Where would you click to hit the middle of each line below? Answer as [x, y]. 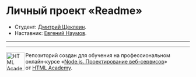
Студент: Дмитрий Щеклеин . [50, 27]
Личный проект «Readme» [74, 11]
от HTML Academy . [49, 68]
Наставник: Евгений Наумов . [50, 33]
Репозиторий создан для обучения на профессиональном [98, 55]
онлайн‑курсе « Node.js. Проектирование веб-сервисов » [96, 61]
